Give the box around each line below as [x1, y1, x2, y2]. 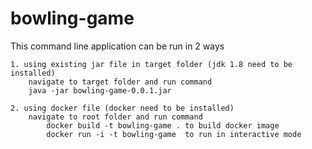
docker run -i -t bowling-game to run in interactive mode [46, 129, 302, 139]
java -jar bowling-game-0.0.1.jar [28, 85, 172, 96]
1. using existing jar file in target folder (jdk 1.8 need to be [10, 59, 293, 69]
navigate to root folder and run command [28, 112, 203, 122]
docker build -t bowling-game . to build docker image [46, 120, 280, 131]
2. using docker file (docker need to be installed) [10, 103, 235, 113]
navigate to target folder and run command [28, 77, 213, 87]
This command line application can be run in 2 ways [10, 40, 225, 52]
